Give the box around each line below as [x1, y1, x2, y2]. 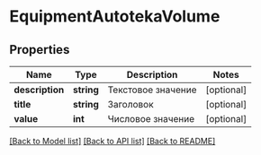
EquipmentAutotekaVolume [9, 6, 220, 27]
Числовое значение [107, 113, 195, 125]
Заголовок [107, 99, 155, 110]
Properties [9, 42, 70, 57]
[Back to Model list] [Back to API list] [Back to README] [9, 136, 216, 146]
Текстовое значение [107, 83, 197, 96]
